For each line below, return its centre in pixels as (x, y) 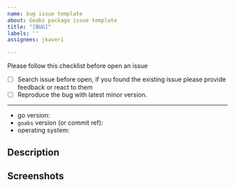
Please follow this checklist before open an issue (78, 66)
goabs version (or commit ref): (60, 123)
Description (33, 152)
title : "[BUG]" (29, 27)
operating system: (43, 130)
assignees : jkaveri (36, 40)
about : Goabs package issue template (62, 20)
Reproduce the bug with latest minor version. (82, 95)
